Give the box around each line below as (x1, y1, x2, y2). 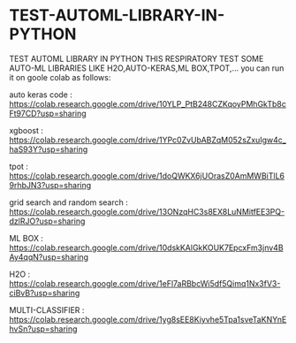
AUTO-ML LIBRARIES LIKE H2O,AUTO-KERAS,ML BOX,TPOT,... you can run (9, 63, 285, 73)
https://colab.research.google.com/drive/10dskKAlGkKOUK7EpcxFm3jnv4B (9, 242, 285, 253)
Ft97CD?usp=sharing (9, 108, 87, 118)
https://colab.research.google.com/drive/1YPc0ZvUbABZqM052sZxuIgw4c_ (9, 134, 287, 145)
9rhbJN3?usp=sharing (9, 179, 92, 190)
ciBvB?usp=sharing (9, 287, 80, 298)
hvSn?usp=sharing (9, 324, 78, 334)
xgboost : (9, 125, 44, 135)
